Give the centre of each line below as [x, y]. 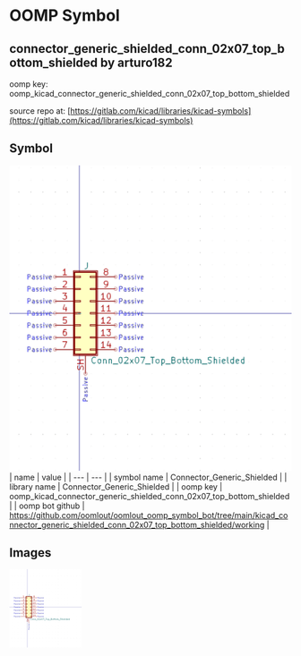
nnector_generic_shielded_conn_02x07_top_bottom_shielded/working [137, 524]
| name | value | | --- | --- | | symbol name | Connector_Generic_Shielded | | [148, 477]
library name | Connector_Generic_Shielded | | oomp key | [116, 486]
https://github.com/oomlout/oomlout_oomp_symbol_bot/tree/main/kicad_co [149, 515]
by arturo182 [136, 62]
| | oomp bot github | [47, 506]
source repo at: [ [40, 111]
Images [30, 553]
